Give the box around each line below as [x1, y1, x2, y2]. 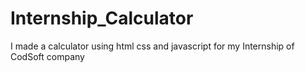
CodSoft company [10, 50, 85, 62]
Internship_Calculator [10, 7, 194, 30]
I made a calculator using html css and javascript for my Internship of [10, 40, 295, 52]
